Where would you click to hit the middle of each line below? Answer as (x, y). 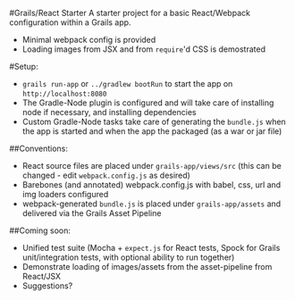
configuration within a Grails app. (70, 22)
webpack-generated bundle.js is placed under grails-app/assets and (152, 204)
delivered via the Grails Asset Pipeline (92, 213)
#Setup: (24, 67)
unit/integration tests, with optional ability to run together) (128, 257)
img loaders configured (65, 194)
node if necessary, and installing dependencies (109, 112)
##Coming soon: (40, 230)
